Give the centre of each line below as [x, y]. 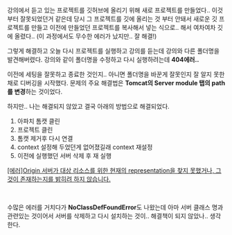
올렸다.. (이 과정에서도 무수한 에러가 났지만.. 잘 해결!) [86, 36]
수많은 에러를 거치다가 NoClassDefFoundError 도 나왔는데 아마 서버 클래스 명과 [115, 207]
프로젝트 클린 [35, 130]
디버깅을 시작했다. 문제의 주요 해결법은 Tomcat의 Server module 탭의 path [123, 83]
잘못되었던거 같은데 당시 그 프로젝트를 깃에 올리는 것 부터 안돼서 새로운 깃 [119, 19]
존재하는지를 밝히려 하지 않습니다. [65, 179]
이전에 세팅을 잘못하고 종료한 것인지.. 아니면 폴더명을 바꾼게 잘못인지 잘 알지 [110, 74]
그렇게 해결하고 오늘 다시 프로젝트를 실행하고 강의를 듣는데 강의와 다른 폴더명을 [114, 51]
